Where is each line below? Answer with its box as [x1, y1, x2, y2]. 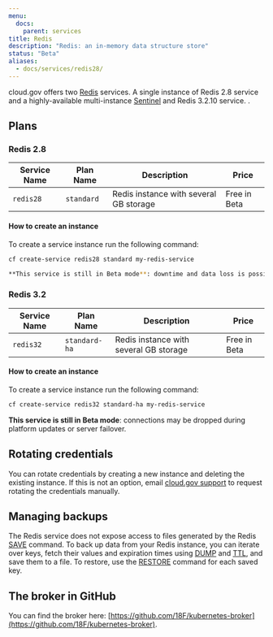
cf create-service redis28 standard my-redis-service [8, 255, 195, 263]
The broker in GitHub [8, 589, 116, 603]
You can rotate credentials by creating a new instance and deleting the [8, 469, 245, 479]
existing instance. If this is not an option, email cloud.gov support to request [8, 477, 262, 487]
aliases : [8, 58, 38, 66]
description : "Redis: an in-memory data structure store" [8, 42, 209, 50]
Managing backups [8, 509, 108, 523]
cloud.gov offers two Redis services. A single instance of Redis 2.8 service [8, 87, 258, 97]
